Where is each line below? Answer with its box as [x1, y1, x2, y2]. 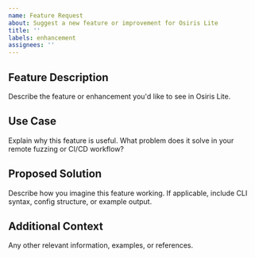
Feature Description [8, 71, 109, 84]
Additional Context [8, 219, 103, 233]
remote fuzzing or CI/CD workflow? [8, 144, 125, 153]
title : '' [8, 26, 41, 34]
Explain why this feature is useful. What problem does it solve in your [8, 136, 234, 145]
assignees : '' [8, 41, 56, 49]
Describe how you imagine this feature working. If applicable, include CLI [8, 188, 248, 198]
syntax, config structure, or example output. [8, 196, 153, 206]
